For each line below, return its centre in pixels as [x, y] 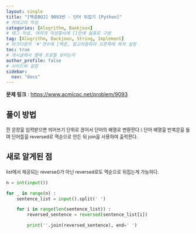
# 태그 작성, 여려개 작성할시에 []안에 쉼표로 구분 [59, 33]
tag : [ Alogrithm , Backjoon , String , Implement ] [65, 39]
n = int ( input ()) [27, 182]
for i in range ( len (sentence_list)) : [64, 209]
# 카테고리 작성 [22, 22]
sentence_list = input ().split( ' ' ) [61, 199]
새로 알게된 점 [29, 157]
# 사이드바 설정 [22, 66]
